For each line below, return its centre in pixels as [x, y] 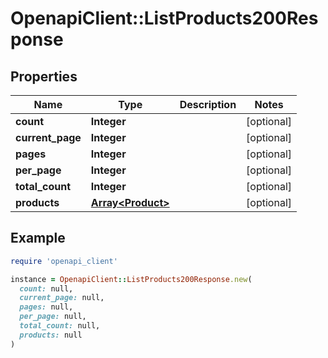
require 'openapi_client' [64, 261]
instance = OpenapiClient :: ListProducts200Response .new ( [131, 279]
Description [208, 104]
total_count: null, [60, 326]
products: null [51, 335]
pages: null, [46, 307]
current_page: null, [62, 298]
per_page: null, [53, 317]
